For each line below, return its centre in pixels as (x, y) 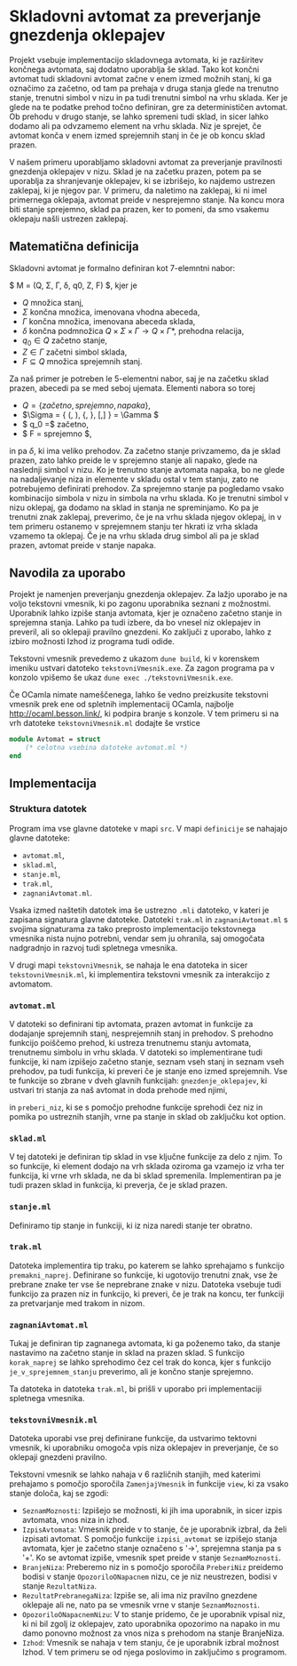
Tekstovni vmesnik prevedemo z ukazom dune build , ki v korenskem (134, 658)
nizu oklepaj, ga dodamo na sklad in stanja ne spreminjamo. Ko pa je (134, 507)
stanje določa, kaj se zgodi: (59, 1494)
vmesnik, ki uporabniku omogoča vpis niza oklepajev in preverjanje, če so (144, 1448)
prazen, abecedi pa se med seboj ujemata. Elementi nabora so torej (132, 387)
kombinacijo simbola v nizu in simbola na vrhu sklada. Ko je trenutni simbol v (149, 498)
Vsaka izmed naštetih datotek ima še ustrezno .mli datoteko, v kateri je (139, 910)
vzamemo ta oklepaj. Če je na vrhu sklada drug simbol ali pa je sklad (134, 536)
